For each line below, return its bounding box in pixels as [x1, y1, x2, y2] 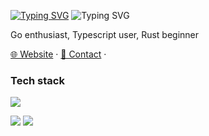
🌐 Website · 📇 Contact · [10, 48, 107, 60]
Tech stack [10, 73, 65, 87]
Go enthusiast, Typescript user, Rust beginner [10, 29, 200, 40]
